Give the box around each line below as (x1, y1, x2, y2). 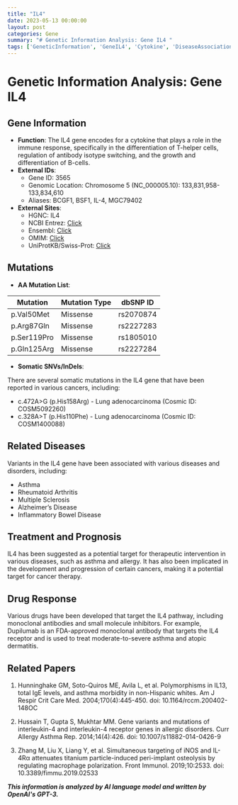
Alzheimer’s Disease (17, 502, 77, 511)
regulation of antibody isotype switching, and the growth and (17, 151, 196, 159)
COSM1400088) (17, 420, 66, 428)
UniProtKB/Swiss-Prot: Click (28, 242, 111, 249)
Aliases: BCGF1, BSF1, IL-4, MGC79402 (28, 196, 143, 204)
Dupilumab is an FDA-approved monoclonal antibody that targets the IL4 (7, 626, 219, 635)
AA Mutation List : (17, 281, 71, 289)
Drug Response (7, 592, 77, 604)
